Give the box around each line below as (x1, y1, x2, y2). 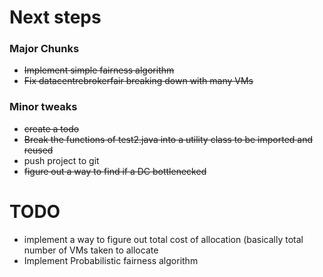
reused (23, 144, 54, 156)
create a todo (23, 122, 80, 135)
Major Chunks (9, 42, 80, 56)
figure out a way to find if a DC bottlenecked (23, 165, 207, 177)
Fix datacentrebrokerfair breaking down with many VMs (23, 75, 254, 87)
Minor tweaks (9, 100, 78, 114)
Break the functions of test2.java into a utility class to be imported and (23, 133, 314, 145)
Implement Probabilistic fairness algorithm (23, 254, 199, 266)
